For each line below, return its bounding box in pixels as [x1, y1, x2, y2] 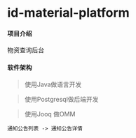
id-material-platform [7, 5, 130, 21]
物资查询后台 [7, 46, 44, 54]
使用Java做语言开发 [24, 80, 82, 89]
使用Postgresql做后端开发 [24, 95, 100, 103]
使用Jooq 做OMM [24, 109, 76, 118]
